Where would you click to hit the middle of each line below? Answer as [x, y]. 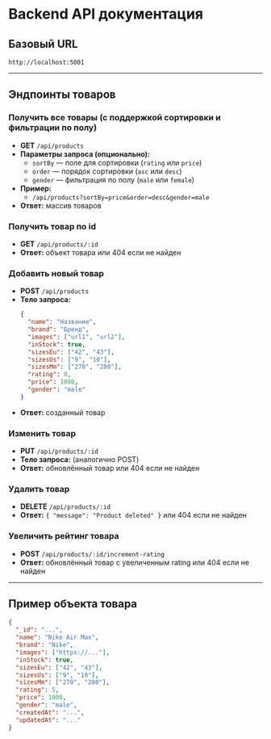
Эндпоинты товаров [62, 95]
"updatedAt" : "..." [48, 720]
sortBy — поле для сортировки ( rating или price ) [117, 162]
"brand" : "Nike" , [45, 645]
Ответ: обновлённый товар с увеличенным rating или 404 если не [135, 562]
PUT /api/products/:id [59, 451]
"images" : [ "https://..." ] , [63, 652]
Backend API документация [106, 14]
